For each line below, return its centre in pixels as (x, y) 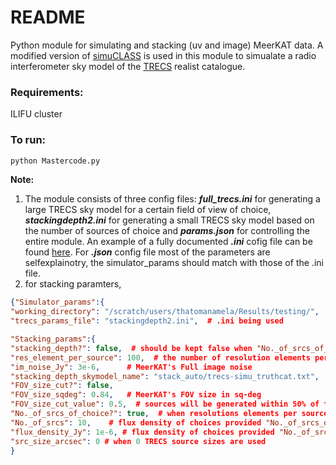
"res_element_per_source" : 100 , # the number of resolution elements (160, 357)
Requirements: (47, 92)
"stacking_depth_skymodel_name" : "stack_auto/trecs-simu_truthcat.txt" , (165, 376)
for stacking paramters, (73, 284)
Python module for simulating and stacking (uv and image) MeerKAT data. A (167, 45)
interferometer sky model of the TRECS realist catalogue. (128, 66)
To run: (28, 140)
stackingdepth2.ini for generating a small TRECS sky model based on (169, 220)
